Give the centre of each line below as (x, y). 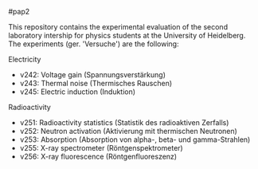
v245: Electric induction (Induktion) (78, 92)
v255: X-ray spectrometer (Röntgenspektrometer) (101, 148)
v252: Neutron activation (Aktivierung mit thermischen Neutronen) (128, 131)
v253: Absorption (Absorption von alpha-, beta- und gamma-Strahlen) (135, 140)
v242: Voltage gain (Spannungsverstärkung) (92, 75)
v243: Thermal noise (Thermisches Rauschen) (96, 83)
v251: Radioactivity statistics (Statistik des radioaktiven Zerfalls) (124, 122)
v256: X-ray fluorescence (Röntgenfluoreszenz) (98, 156)
